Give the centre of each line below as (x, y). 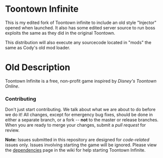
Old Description (38, 68)
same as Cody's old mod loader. (38, 47)
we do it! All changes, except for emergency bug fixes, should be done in (79, 115)
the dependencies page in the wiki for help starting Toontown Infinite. (75, 150)
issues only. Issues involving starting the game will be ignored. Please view (81, 145)
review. (12, 130)
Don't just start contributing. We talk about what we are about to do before (80, 110)
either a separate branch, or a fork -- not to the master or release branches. (82, 120)
